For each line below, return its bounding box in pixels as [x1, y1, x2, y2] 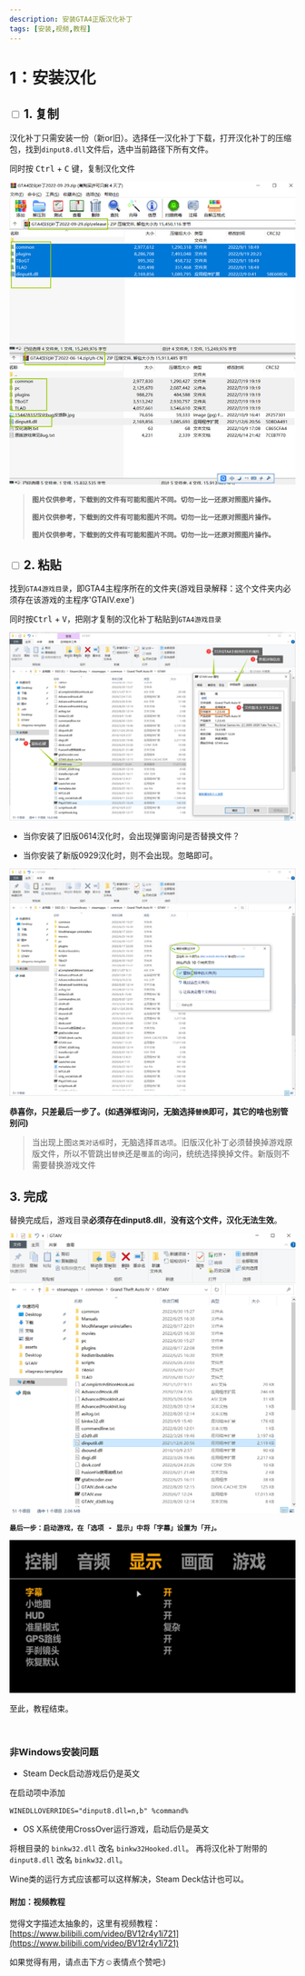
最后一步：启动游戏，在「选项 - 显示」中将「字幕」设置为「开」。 [9, 1523, 221, 1532]
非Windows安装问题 [9, 1745, 99, 1758]
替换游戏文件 [47, 1160, 96, 1171]
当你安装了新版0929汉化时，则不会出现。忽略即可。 [22, 850, 218, 861]
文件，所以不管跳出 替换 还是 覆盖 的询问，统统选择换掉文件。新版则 [39, 1148, 282, 1159]
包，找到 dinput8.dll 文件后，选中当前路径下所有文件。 [9, 144, 213, 155]
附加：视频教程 [9, 1896, 65, 1907]
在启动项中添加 [9, 1787, 65, 1799]
